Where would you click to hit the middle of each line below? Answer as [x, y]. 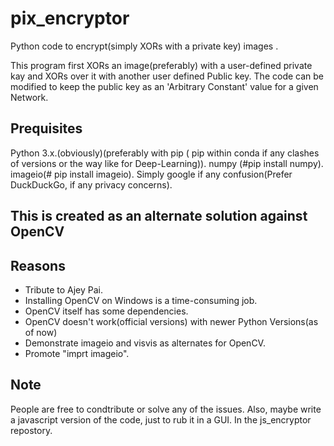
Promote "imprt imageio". [77, 353]
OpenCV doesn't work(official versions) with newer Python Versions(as [171, 321]
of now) [41, 332]
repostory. [31, 430]
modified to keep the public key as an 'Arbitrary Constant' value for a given [164, 86]
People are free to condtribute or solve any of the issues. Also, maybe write [166, 409]
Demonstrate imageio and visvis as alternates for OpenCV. [145, 343]
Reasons [38, 265]
